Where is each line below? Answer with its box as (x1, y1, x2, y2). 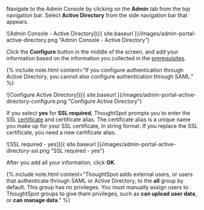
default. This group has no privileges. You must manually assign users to (6, 184, 189, 191)
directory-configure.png (6, 97, 67, 105)
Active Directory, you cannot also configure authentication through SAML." (6, 73, 194, 80)
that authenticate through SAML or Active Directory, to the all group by (6, 177, 184, 184)
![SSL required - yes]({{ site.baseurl (6, 141, 96, 148)
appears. (6, 18, 29, 25)
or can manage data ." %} (6, 197, 71, 203)
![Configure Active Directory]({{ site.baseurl (6, 91, 116, 98)
